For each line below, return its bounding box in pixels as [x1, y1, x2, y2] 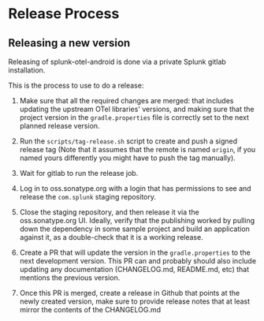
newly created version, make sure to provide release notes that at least [19, 297, 251, 306]
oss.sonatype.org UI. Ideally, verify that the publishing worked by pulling [19, 216, 255, 225]
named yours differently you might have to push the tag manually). [19, 153, 236, 162]
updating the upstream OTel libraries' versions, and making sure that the [19, 104, 255, 114]
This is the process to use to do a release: [8, 80, 144, 90]
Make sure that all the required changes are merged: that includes [19, 96, 234, 105]
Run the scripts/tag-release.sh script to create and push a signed [19, 136, 238, 146]
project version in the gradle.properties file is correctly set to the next [19, 113, 250, 122]
